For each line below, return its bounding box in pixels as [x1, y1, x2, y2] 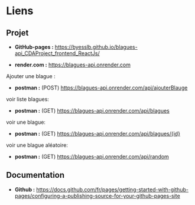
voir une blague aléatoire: [6, 142, 68, 149]
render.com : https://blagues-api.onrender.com [14, 61, 131, 68]
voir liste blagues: [6, 96, 49, 102]
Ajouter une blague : [6, 73, 56, 79]
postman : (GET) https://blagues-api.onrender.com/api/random [14, 153, 170, 160]
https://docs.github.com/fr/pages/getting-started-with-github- [36, 185, 189, 193]
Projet [6, 28, 29, 38]
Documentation [6, 170, 65, 180]
